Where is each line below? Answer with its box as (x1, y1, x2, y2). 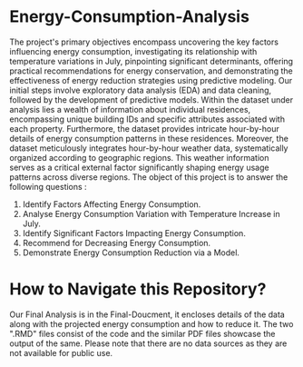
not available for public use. (9, 347, 113, 358)
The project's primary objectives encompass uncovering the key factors (9, 36, 279, 47)
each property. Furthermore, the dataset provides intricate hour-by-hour (9, 123, 279, 134)
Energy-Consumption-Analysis (9, 6, 249, 27)
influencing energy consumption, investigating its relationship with (9, 45, 258, 56)
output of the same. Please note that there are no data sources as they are (9, 338, 288, 349)
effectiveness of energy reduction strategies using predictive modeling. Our (9, 74, 293, 85)
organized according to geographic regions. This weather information (9, 152, 269, 163)
